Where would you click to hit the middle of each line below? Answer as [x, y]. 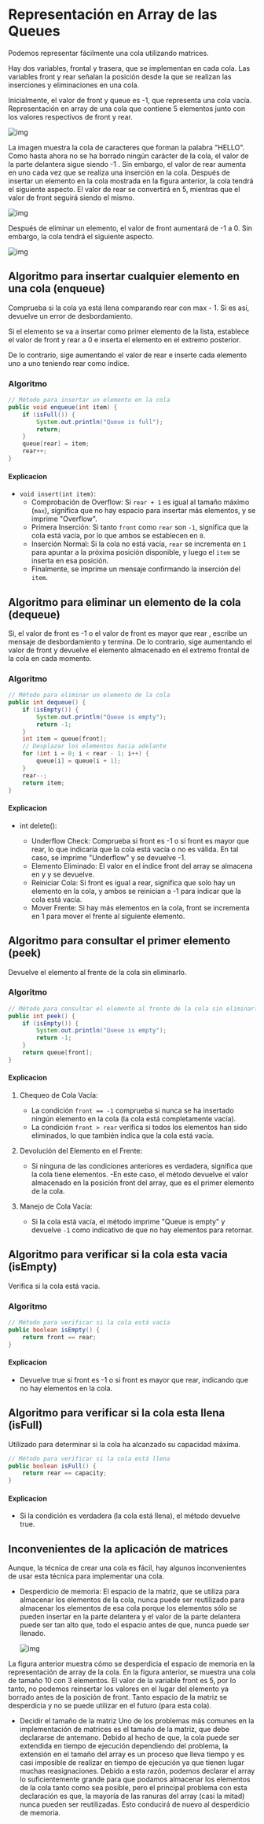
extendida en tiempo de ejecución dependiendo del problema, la [124, 1746]
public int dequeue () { [47, 703]
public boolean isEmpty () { [54, 1330]
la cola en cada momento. [50, 658]
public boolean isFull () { [52, 1466]
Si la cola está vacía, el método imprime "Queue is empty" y [128, 1222]
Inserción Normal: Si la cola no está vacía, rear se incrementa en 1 [139, 544]
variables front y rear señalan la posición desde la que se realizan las [120, 76]
